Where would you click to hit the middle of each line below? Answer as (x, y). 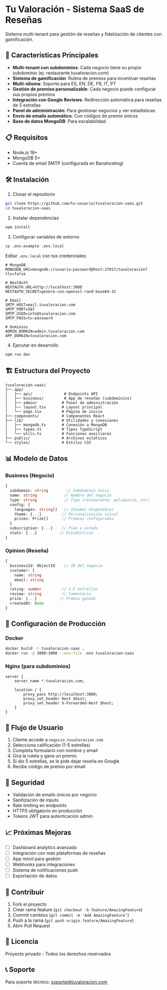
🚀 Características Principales (52, 55)
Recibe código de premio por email (49, 767)
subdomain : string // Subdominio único (60, 491)
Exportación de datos (35, 876)
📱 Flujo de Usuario (34, 727)
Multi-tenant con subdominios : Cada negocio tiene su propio (77, 67)
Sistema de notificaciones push (45, 870)
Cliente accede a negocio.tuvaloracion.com (58, 740)
